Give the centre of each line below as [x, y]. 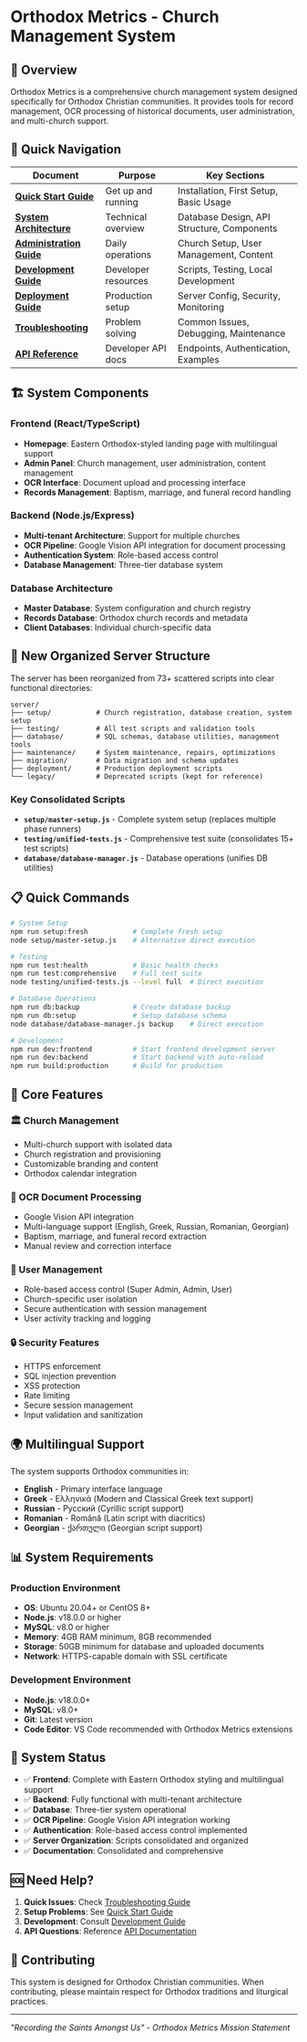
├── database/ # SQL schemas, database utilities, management [145, 737]
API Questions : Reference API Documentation [110, 1932]
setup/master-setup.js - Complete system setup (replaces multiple [150, 820]
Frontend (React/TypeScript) [75, 424]
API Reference [47, 353]
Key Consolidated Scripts [68, 799]
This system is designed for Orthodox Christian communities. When [137, 1982]
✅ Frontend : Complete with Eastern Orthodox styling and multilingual [153, 1780]
